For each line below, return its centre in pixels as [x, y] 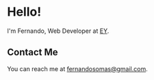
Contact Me [33, 52]
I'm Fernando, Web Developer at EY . [58, 31]
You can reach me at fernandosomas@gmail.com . [78, 68]
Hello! [24, 12]
